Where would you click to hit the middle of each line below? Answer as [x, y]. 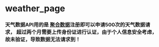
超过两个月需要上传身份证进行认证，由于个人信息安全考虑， [87, 32]
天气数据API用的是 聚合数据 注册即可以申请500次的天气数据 [75, 25]
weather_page [35, 9]
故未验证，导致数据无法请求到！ [43, 40]
